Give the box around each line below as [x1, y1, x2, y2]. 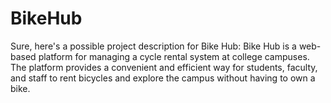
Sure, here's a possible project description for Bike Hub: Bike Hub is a [10, 40, 297, 52]
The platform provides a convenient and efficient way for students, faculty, [10, 61, 318, 73]
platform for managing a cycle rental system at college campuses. [38, 50, 310, 62]
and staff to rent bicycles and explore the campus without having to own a [10, 72, 316, 84]
